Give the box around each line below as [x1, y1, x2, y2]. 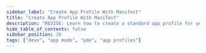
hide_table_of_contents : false [6, 26, 86, 32]
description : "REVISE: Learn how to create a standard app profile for [6, 20, 193, 26]
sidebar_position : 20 [6, 32, 62, 38]
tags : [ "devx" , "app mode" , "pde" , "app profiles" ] [6, 37, 141, 43]
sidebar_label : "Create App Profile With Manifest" [6, 9, 141, 15]
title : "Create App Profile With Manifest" [6, 15, 120, 21]
